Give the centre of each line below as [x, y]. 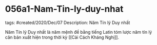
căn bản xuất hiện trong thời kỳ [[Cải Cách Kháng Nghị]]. [62, 37]
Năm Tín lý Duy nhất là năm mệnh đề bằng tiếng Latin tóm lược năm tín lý [78, 32]
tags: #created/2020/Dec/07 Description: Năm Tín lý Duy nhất [68, 22]
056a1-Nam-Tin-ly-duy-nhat [64, 9]
